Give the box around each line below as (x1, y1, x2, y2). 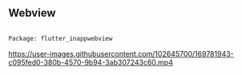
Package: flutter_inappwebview (8, 34, 113, 42)
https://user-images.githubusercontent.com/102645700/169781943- (8, 49, 234, 58)
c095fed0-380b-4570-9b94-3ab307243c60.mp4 (8, 57, 174, 67)
